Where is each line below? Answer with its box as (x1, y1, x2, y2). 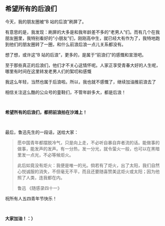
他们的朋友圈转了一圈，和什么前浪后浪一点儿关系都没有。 (9, 41, 126, 47)
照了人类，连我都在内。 (17, 174, 65, 180)
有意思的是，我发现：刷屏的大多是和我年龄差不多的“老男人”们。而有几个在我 (5, 29, 160, 35)
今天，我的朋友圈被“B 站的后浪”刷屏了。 (5, 19, 87, 25)
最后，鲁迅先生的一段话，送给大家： (5, 129, 79, 135)
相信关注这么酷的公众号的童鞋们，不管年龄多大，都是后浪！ (5, 89, 126, 95)
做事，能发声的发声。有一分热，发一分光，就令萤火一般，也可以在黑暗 (17, 145, 160, 151)
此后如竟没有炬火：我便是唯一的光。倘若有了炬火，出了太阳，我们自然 (17, 162, 160, 168)
